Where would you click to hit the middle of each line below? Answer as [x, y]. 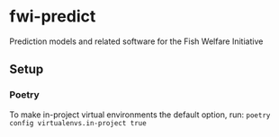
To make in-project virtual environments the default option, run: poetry [140, 115]
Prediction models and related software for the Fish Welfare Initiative [136, 41]
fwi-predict [53, 17]
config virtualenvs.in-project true [78, 123]
